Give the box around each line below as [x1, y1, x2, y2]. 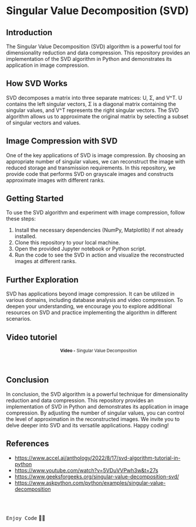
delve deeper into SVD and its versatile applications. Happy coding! [6, 421, 169, 429]
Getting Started [6, 193, 64, 203]
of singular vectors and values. [6, 119, 81, 126]
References [6, 438, 49, 449]
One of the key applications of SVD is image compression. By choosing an [6, 151, 186, 159]
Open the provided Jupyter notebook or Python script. [14, 245, 146, 253]
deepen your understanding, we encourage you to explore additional [6, 303, 172, 310]
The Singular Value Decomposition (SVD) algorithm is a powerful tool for [6, 43, 181, 50]
